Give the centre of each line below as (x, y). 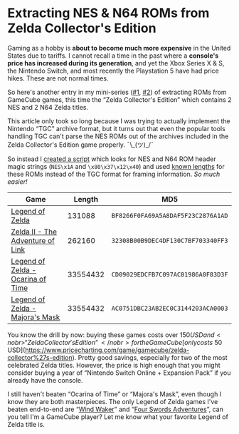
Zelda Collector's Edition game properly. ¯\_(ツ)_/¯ (81, 145)
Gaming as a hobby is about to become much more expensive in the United (119, 48)
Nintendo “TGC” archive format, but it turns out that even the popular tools (116, 128)
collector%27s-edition (40, 357)
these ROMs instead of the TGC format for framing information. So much (114, 174)
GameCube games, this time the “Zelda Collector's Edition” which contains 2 (119, 99)
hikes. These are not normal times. (58, 78)
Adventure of (33, 240)
